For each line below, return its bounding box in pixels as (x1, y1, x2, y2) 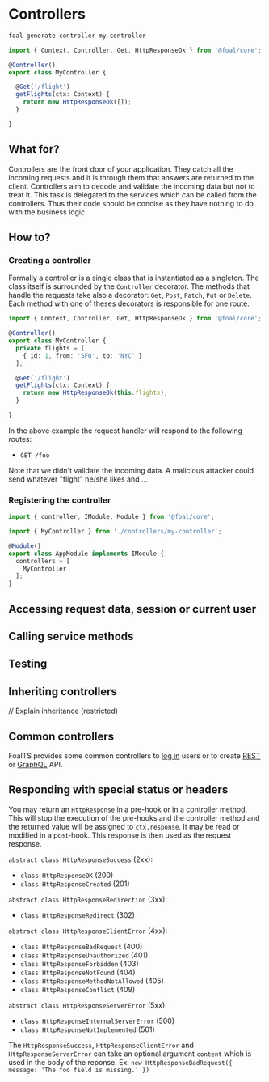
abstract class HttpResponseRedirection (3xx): (8, 894, 168, 904)
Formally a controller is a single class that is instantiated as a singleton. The (8, 273, 260, 283)
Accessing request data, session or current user (8, 602, 257, 616)
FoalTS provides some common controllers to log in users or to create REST (8, 751, 261, 761)
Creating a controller (8, 254, 91, 265)
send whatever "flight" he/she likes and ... (8, 474, 148, 484)
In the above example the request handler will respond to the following (8, 426, 243, 435)
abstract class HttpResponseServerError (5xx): (8, 1000, 167, 1010)
